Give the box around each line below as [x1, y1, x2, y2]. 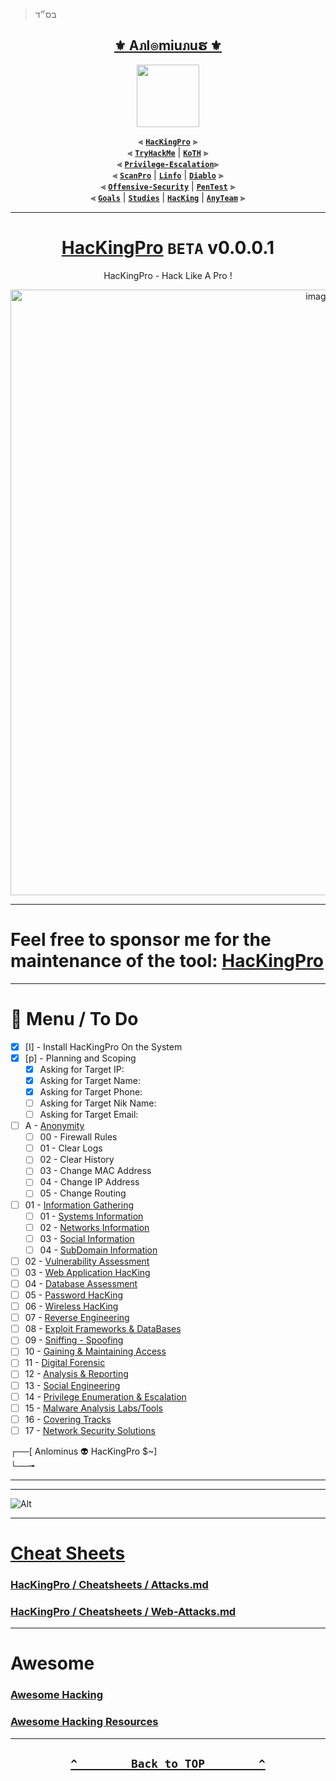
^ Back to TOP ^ [70, 1757, 266, 1771]
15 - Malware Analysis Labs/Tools [24, 1402, 163, 1414]
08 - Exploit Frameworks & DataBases [24, 1323, 182, 1335]
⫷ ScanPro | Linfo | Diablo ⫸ [112, 169, 224, 181]
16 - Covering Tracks [24, 1413, 112, 1425]
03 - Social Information [39, 1232, 135, 1244]
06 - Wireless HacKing [24, 1300, 119, 1313]
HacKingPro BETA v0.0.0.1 [61, 237, 275, 259]
